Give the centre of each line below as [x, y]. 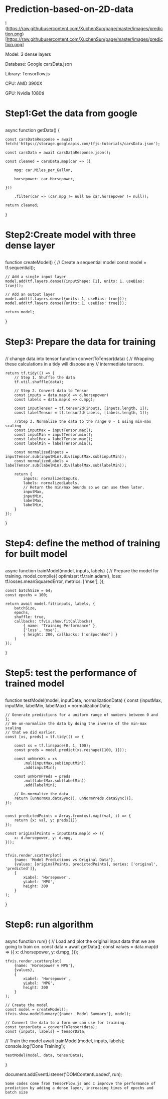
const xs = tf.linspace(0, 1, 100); [53, 746]
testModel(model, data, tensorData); [45, 1055]
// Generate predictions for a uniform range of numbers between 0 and [81, 715]
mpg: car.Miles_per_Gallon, [43, 170]
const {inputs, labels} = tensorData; [46, 1032]
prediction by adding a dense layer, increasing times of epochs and [79, 1088]
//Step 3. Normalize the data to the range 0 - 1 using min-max [83, 421]
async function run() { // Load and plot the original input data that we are [80, 941]
